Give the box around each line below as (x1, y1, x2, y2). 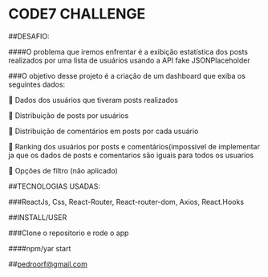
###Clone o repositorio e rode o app (8, 228, 129, 238)
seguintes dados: (8, 79, 66, 89)
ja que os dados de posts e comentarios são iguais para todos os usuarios (8, 150, 254, 160)
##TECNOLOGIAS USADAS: (8, 181, 101, 191)
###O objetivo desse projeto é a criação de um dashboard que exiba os (8, 71, 246, 80)
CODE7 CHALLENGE (8, 5, 146, 23)
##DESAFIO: (8, 31, 50, 41)
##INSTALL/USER (8, 212, 67, 222)
